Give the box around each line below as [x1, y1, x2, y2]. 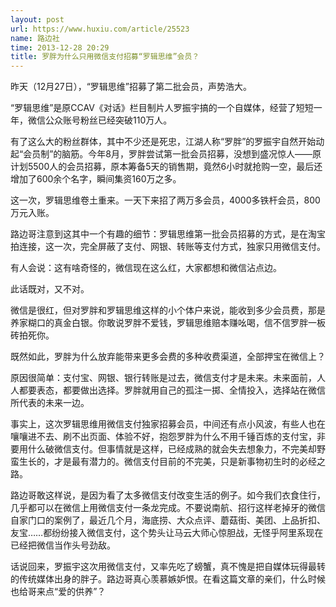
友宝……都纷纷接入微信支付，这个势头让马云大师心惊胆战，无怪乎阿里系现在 [10, 527, 324, 539]
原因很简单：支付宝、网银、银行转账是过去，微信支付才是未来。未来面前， [10, 372, 317, 384]
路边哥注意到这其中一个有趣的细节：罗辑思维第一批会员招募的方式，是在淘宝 [10, 228, 326, 240]
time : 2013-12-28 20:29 [10, 42, 110, 53]
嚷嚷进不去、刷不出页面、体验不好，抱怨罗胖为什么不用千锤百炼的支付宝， [10, 431, 317, 443]
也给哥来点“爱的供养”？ [10, 586, 107, 598]
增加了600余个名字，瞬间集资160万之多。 [10, 173, 182, 185]
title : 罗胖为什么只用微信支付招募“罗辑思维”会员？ [10, 52, 200, 62]
